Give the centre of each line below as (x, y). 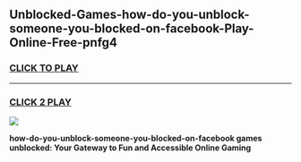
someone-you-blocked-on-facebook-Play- (132, 29)
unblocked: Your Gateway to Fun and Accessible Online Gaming (130, 148)
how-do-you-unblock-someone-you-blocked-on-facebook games (136, 138)
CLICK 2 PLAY (40, 102)
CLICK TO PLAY (44, 68)
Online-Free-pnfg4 (64, 43)
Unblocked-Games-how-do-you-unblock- (129, 15)
